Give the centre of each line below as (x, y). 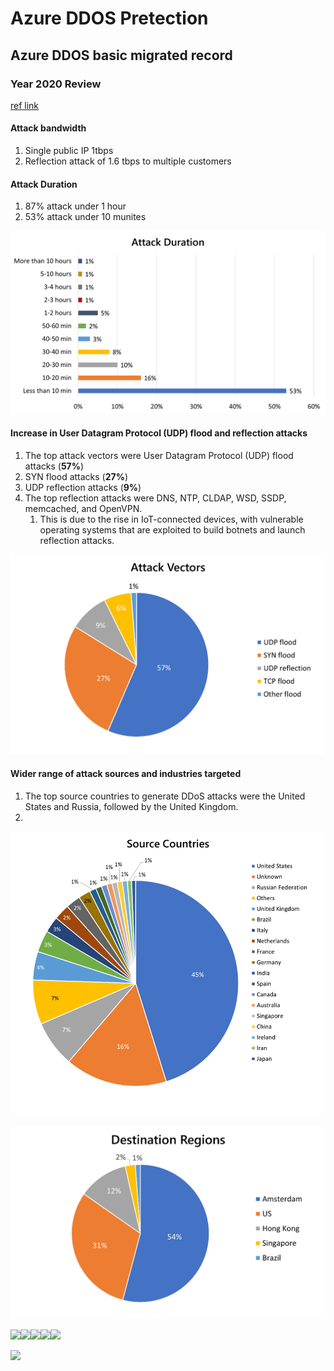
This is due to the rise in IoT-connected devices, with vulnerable (171, 519)
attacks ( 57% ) (54, 466)
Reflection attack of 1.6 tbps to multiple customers (128, 161)
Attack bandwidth (48, 128)
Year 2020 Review (56, 84)
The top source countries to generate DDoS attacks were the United (165, 796)
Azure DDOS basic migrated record (121, 55)
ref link (25, 105)
